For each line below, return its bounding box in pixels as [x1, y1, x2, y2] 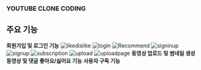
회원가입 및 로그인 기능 [6, 41, 60, 49]
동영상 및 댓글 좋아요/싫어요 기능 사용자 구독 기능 [6, 57, 120, 65]
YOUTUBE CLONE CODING [6, 4, 86, 13]
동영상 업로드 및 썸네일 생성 [131, 49, 196, 57]
